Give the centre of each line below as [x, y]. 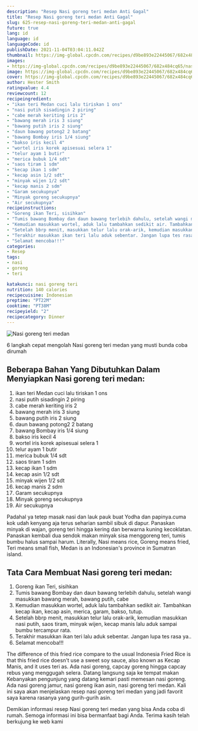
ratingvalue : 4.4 [28, 88]
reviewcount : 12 [26, 93]
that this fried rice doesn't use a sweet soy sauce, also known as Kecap [93, 661]
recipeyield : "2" [28, 312]
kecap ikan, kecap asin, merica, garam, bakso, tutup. [79, 612]
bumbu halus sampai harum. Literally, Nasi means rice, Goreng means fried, [98, 541]
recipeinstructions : [32, 208]
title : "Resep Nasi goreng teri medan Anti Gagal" [70, 17]
